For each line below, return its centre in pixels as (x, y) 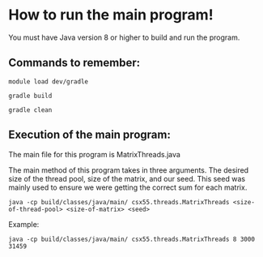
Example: (24, 224)
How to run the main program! (111, 15)
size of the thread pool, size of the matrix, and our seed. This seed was (127, 178)
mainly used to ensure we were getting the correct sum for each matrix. (128, 187)
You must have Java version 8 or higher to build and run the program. (124, 37)
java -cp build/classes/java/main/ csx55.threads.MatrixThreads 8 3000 (131, 239)
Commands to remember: (74, 63)
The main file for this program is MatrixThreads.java (94, 154)
